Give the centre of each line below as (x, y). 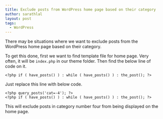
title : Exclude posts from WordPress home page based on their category (81, 9)
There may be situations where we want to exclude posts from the (71, 41)
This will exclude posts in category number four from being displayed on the (82, 106)
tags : (10, 23)
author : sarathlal (24, 14)
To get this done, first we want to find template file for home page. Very (77, 56)
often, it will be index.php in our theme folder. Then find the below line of (78, 61)
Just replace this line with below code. (44, 84)
